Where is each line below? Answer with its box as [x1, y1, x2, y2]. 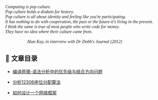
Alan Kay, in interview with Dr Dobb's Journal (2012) [27, 39, 122, 44]
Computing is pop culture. [5, 4, 51, 9]
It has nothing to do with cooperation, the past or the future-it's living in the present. [5, 19, 153, 24]
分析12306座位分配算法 [12, 79, 61, 85]
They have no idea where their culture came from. [5, 29, 93, 34]
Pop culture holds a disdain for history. [5, 9, 74, 14]
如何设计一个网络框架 [12, 90, 57, 96]
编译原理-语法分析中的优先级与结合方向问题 [12, 68, 103, 74]
